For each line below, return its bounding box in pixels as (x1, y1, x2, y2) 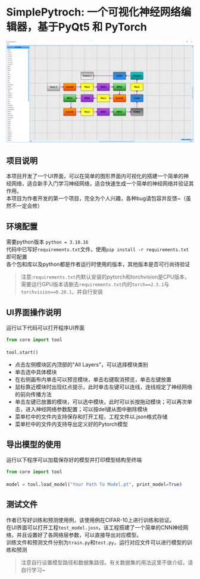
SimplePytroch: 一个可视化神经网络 (6, 5, 181, 19)
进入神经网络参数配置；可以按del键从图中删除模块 (25, 405, 148, 412)
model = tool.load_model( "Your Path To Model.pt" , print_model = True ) (6, 481, 183, 488)
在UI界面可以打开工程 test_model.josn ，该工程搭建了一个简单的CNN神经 (6, 524, 183, 531)
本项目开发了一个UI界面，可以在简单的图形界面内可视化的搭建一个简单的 (6, 173, 184, 180)
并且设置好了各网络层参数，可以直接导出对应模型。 (16, 531, 142, 539)
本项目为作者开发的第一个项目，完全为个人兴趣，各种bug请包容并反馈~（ (6, 195, 186, 202)
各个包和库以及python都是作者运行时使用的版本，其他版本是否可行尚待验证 (6, 261, 190, 268)
